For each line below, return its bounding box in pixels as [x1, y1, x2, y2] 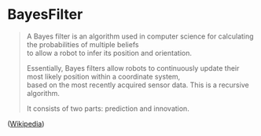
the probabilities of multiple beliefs [26, 39, 139, 49]
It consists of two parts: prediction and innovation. [26, 104, 189, 113]
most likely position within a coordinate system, [26, 72, 181, 81]
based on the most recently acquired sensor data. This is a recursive [26, 80, 249, 90]
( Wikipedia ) [7, 119, 45, 128]
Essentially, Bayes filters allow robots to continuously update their [26, 63, 240, 72]
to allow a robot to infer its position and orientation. [26, 48, 192, 57]
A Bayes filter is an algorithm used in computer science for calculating [26, 31, 254, 41]
